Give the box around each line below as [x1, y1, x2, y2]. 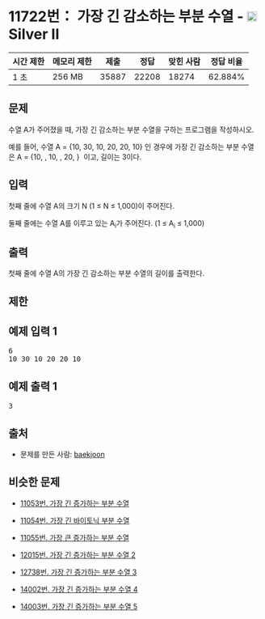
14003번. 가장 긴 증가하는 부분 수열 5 [19, 601, 138, 611]
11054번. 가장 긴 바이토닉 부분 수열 [19, 515, 130, 525]
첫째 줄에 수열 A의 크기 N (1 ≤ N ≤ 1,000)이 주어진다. [8, 201, 175, 210]
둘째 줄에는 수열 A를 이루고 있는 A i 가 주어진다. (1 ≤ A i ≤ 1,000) [8, 218, 205, 230]
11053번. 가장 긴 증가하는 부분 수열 [19, 498, 130, 508]
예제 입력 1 [8, 324, 58, 338]
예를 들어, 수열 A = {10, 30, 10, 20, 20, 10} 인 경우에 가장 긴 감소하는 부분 [8, 142, 240, 151]
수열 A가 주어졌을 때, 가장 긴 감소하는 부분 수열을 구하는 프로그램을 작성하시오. [8, 125, 254, 134]
